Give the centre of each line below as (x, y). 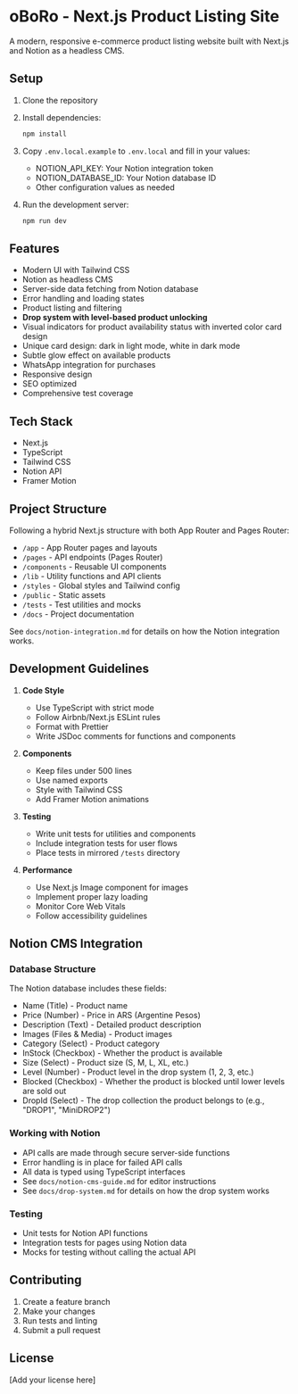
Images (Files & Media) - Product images (97, 1034)
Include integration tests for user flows (107, 843)
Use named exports (72, 780)
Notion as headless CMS (67, 279)
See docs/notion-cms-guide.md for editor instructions (119, 1181)
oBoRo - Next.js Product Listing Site (144, 17)
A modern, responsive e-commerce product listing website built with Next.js (149, 41)
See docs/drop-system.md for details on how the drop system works (146, 1191)
